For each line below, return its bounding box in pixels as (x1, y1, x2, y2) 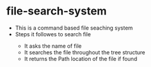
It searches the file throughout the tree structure (24, 48, 146, 56)
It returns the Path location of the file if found (24, 55, 138, 62)
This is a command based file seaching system (15, 24, 133, 31)
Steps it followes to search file (15, 30, 91, 37)
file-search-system (6, 4, 107, 18)
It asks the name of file (24, 42, 82, 49)
